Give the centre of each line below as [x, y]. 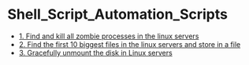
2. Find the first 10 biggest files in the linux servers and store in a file [130, 44]
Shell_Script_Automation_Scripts [117, 14]
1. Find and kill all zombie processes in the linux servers [109, 36]
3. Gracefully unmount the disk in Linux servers [95, 52]
